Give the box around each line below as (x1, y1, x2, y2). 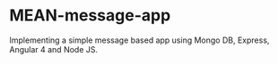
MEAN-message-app (9, 5, 171, 26)
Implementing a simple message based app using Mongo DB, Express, (9, 35, 270, 45)
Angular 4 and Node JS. (9, 44, 99, 54)
